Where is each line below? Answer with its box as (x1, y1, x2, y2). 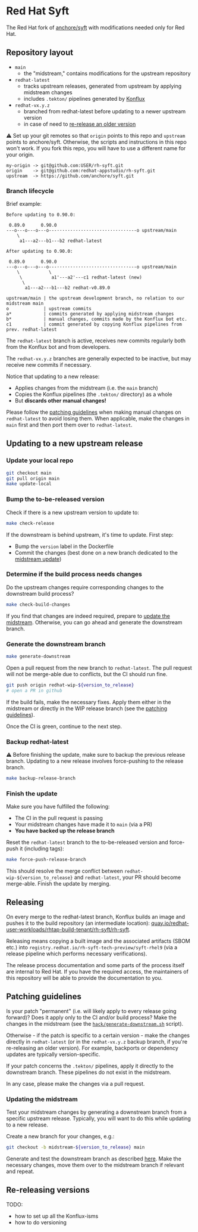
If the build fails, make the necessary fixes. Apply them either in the (6, 698, 171, 705)
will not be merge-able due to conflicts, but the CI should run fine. (6, 670, 168, 677)
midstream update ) (14, 555, 62, 562)
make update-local (6, 481, 52, 487)
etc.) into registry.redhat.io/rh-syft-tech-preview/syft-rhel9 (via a (6, 943, 178, 951)
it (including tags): (20, 845, 64, 852)
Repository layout (6, 48, 73, 58)
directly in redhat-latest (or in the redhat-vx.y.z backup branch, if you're (6, 1038, 188, 1045)
